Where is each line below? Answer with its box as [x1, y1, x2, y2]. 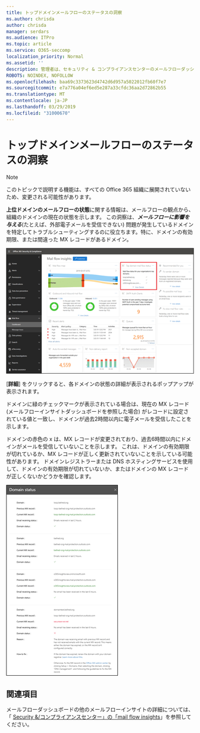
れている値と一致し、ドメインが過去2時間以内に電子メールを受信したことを [6, 415, 192, 423]
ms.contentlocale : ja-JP [6, 98, 68, 104]
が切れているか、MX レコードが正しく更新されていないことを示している [6, 451, 183, 458]
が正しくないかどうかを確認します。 [6, 473, 95, 480]
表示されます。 [6, 388, 43, 395]
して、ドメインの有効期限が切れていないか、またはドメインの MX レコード [6, 465, 189, 473]
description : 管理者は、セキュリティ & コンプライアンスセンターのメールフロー [6, 66, 182, 72]
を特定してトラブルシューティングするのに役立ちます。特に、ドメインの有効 [6, 228, 193, 235]
